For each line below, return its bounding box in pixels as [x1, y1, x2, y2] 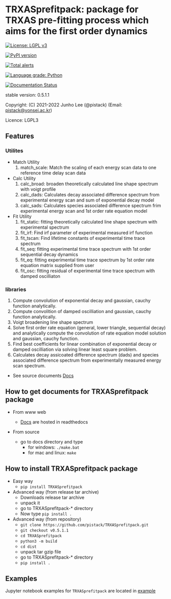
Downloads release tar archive [20, 494, 85, 500]
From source [12, 429, 40, 435]
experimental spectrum [20, 224, 69, 230]
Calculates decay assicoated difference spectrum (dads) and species [12, 351, 159, 358]
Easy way [12, 478, 33, 484]
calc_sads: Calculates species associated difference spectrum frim [20, 202, 161, 208]
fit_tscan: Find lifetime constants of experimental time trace [20, 235, 145, 241]
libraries [5, 285, 27, 293]
